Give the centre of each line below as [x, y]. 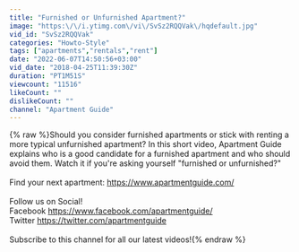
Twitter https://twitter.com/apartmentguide [88, 221]
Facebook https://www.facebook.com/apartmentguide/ [111, 211]
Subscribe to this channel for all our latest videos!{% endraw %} [128, 239]
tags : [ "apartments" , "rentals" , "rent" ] [84, 51]
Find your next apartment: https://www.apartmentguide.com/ [122, 182]
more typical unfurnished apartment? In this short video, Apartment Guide [145, 144]
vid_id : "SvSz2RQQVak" [51, 34]
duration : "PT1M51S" [48, 76]
